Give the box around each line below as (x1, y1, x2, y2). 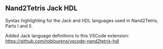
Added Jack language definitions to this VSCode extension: (5, 32, 130, 38)
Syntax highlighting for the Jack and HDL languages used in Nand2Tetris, (5, 17, 158, 23)
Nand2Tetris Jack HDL (5, 4, 78, 13)
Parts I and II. (5, 23, 33, 29)
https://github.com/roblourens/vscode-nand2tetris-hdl (5, 38, 119, 44)
